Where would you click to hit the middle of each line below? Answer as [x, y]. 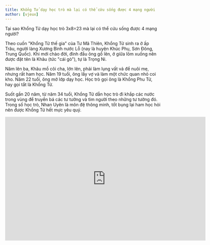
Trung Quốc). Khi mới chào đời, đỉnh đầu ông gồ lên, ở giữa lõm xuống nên [81, 54]
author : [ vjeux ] [22, 14]
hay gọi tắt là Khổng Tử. [29, 84]
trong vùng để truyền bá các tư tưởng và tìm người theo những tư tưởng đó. [81, 99]
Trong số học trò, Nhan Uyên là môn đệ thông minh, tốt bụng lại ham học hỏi [83, 104]
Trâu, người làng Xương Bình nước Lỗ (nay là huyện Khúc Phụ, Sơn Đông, [79, 49]
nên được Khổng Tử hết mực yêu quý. [43, 110]
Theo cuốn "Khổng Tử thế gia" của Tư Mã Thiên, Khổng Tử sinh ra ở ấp [77, 43]
